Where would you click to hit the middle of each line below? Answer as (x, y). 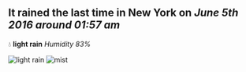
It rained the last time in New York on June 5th (123, 13)
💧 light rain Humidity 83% (50, 44)
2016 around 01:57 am (64, 25)
